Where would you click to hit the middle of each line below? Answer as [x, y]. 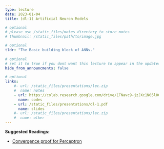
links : [12, 82]
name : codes [30, 100]
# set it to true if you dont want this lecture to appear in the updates [83, 64]
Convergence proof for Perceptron [47, 141]
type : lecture [20, 10]
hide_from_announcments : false [37, 68]
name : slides [31, 109]
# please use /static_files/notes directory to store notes [68, 32]
